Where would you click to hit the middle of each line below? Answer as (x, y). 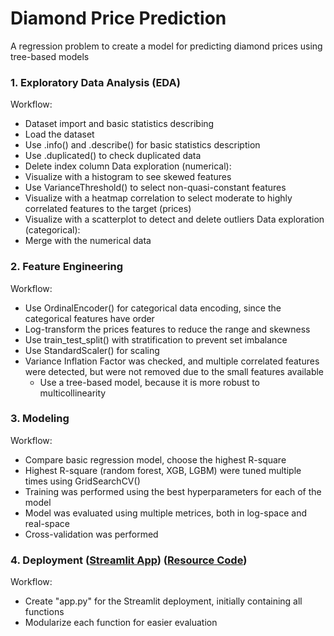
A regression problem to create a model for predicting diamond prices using (166, 46)
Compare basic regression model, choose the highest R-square (155, 459)
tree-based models (50, 56)
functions (44, 612)
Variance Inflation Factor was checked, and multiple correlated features (172, 361)
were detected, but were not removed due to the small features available (174, 371)
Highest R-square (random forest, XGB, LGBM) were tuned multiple (163, 470)
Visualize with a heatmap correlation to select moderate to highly (158, 198)
